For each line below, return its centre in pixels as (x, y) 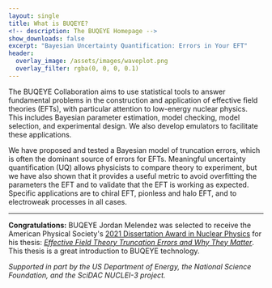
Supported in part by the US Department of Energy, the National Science (130, 266)
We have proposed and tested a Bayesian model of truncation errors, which (134, 150)
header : (21, 53)
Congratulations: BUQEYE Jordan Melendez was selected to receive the (130, 225)
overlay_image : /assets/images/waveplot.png (92, 61)
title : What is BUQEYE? (49, 23)
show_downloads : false (47, 38)
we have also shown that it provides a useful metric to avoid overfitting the (133, 176)
